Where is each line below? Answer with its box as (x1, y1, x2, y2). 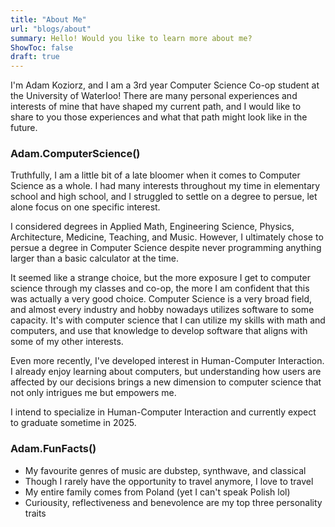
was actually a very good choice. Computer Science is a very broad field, (10, 293, 313, 305)
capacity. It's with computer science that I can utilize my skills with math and (10, 314, 326, 326)
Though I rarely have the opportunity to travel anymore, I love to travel (24, 475, 314, 487)
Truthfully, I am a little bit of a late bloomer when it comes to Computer (10, 169, 301, 181)
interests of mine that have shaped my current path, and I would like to (10, 101, 302, 113)
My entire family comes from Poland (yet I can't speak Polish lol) (24, 486, 291, 498)
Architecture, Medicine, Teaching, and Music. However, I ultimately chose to (10, 231, 324, 243)
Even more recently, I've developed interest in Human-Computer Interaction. (10, 355, 325, 367)
